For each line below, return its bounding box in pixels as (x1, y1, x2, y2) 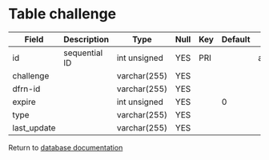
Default (221, 34, 251, 45)
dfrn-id (12, 83, 41, 94)
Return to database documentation (8, 142, 123, 152)
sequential (63, 47, 103, 58)
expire (12, 96, 36, 107)
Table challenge (8, 5, 117, 23)
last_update (12, 122, 56, 133)
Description (63, 34, 110, 45)
